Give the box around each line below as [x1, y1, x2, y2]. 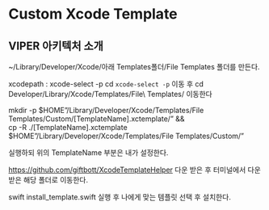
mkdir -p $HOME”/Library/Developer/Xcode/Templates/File [8, 106, 204, 115]
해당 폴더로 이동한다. [23, 175, 89, 184]
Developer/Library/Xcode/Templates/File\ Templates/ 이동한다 [8, 90, 212, 99]
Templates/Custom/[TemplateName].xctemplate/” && [8, 114, 185, 124]
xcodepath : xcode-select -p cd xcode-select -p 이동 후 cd [8, 79, 204, 89]
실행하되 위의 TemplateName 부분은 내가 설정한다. [8, 148, 169, 157]
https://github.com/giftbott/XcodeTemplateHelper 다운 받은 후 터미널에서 [8, 165, 246, 174]
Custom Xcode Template [8, 5, 178, 23]
